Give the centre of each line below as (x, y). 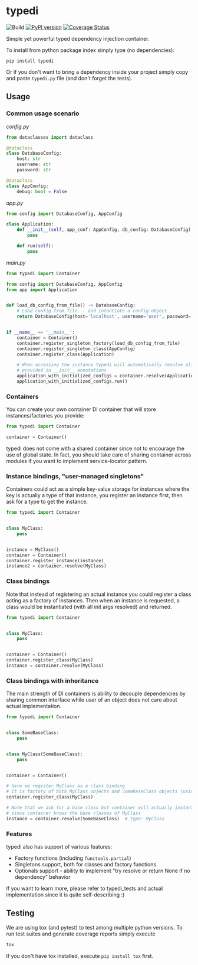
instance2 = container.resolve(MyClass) (57, 566)
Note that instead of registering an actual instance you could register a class (99, 594)
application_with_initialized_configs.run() (72, 382)
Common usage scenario (43, 113)
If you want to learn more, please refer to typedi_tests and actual (85, 888)
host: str (29, 159)
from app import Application (42, 290)
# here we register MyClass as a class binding (66, 786)
